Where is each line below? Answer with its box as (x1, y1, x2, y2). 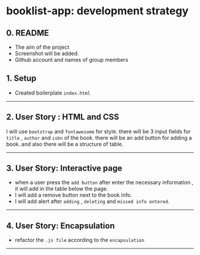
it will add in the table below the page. (14, 185, 108, 193)
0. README (6, 28, 49, 38)
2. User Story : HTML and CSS (6, 112, 119, 122)
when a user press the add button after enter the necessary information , (14, 179, 193, 186)
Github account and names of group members (14, 56, 129, 63)
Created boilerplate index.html (14, 89, 90, 96)
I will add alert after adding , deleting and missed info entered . (14, 198, 170, 205)
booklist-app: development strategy (6, 4, 189, 18)
